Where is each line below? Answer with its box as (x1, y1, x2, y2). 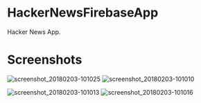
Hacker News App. (7, 28, 61, 36)
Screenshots (7, 52, 82, 68)
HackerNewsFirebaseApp (7, 5, 159, 21)
